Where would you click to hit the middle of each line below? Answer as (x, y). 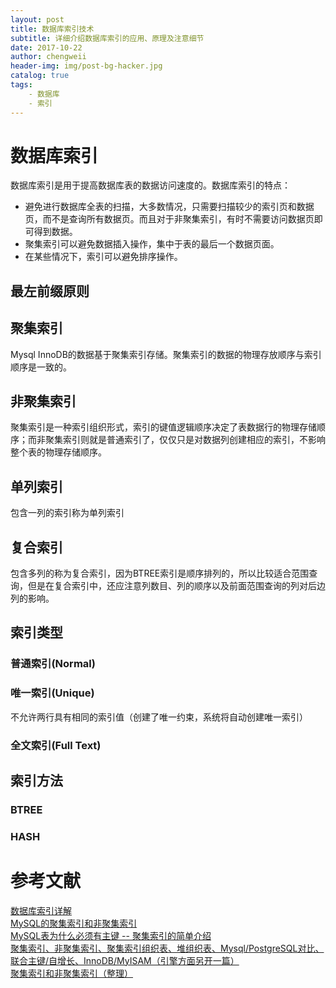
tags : (21, 85)
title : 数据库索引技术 (52, 29)
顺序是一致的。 (41, 367)
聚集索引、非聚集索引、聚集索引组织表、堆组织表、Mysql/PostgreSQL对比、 (167, 948)
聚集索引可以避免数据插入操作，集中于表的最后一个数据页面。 (152, 244)
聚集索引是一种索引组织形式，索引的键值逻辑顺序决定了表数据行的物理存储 (163, 427)
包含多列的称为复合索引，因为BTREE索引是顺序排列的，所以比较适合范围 (160, 573)
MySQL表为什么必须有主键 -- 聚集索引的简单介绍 (111, 935)
